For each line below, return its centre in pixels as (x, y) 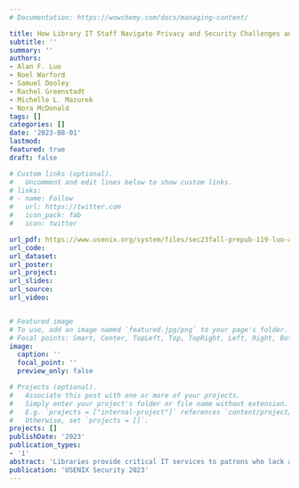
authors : (25, 59)
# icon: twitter (43, 224)
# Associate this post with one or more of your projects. (125, 395)
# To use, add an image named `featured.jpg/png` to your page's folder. (149, 329)
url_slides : (31, 281)
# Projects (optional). (53, 387)
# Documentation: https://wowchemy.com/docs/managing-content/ (129, 17)
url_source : (31, 289)
